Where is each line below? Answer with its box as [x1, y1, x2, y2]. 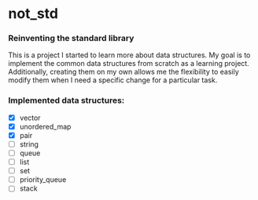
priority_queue [19, 175, 67, 184]
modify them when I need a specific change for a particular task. [8, 75, 218, 85]
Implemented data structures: [8, 95, 125, 106]
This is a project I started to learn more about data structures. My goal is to [8, 50, 251, 60]
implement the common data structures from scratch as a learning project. [8, 59, 249, 68]
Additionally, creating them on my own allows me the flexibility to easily [8, 67, 240, 77]
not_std [8, 5, 59, 23]
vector [19, 113, 41, 122]
